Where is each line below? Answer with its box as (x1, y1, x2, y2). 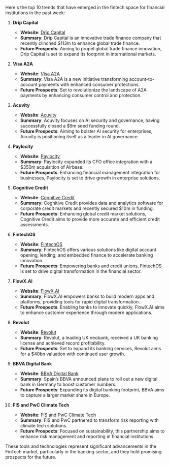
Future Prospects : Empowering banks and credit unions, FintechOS (20, 263, 162, 269)
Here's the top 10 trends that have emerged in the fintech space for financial (5, 5, 165, 10)
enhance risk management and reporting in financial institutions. (20, 433, 155, 439)
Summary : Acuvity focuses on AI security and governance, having (20, 117, 160, 123)
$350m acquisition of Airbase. (20, 164, 84, 170)
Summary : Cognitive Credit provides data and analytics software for (20, 200, 163, 206)
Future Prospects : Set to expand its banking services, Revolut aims (20, 346, 161, 351)
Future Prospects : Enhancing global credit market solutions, (20, 211, 147, 216)
